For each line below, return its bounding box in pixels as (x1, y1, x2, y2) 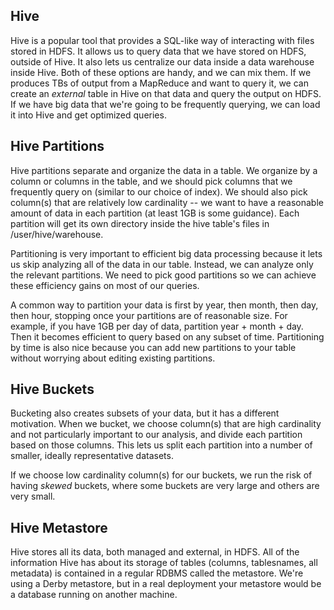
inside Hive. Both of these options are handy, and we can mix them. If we (10, 66, 312, 78)
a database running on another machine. (10, 589, 178, 601)
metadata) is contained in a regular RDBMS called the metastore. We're (10, 567, 304, 579)
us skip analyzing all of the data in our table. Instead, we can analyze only (10, 258, 314, 270)
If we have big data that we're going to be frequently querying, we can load (10, 98, 321, 110)
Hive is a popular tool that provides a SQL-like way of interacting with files (10, 34, 315, 46)
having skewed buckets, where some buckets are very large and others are (10, 480, 320, 492)
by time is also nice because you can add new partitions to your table (10, 341, 297, 353)
